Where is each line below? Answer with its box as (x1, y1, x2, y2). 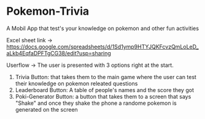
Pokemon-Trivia (6, 4, 90, 18)
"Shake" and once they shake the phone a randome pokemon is (15, 99, 177, 107)
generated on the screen (15, 106, 78, 113)
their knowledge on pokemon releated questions (15, 80, 138, 87)
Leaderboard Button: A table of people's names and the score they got (15, 86, 195, 93)
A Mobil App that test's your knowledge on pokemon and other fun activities (6, 25, 199, 32)
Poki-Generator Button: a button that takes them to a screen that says (15, 93, 191, 100)
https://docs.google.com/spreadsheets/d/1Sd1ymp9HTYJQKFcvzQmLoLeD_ (6, 43, 199, 50)
